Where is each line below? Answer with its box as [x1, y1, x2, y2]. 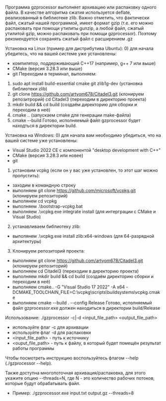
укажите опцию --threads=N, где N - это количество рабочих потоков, [5, 375, 155, 381]
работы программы [12, 345, 55, 351]
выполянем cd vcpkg [12, 198, 57, 204]
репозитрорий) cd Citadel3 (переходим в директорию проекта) [12, 96, 147, 102]
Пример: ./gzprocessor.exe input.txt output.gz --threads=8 [12, 390, 134, 396]
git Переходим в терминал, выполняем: [12, 71, 97, 76]
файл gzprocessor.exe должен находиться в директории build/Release [12, 305, 161, 311]
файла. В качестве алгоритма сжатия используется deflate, [5, 9, 131, 15]
